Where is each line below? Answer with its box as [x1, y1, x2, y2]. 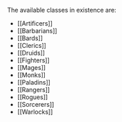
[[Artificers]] [17, 19, 53, 27]
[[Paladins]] [17, 78, 50, 86]
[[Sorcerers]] [17, 101, 54, 108]
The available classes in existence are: [7, 6, 116, 14]
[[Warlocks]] [17, 107, 53, 116]
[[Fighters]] [17, 56, 50, 64]
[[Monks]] [17, 71, 46, 79]
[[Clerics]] [17, 42, 47, 49]
